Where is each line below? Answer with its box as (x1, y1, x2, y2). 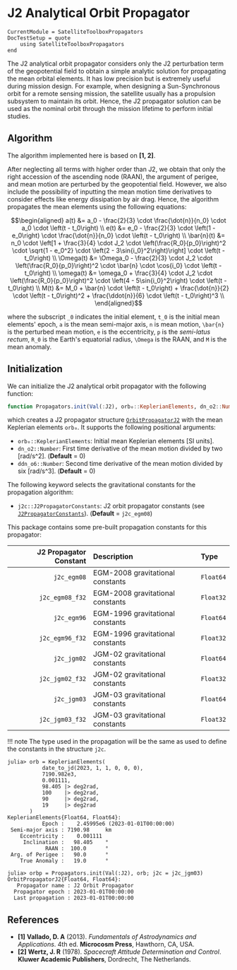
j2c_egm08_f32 (39, 594, 87, 602)
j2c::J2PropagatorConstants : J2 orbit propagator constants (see (17, 502, 205, 510)
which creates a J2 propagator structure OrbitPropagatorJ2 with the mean (7, 416, 224, 424)
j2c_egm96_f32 (39, 634, 87, 643)
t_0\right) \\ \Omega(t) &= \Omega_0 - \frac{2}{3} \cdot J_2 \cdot (24, 253, 213, 262)
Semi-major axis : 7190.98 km (10, 826, 112, 834)
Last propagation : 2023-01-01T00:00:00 (13, 894, 134, 902)
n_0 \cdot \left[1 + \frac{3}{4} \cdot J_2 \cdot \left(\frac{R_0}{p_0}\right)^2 (11, 238, 226, 247)
